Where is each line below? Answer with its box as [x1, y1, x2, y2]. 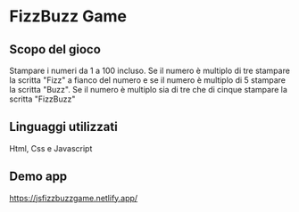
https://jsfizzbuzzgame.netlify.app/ [9, 192, 138, 203]
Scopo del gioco [9, 42, 101, 57]
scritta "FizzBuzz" [9, 94, 76, 104]
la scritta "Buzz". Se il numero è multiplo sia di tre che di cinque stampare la [9, 85, 288, 94]
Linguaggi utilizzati [9, 119, 118, 135]
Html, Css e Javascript [9, 143, 93, 153]
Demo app [9, 169, 68, 184]
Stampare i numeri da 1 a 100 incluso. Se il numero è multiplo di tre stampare [9, 65, 290, 76]
